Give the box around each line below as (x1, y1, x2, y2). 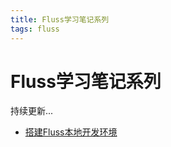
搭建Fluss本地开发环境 (24, 126, 118, 138)
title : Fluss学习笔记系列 (10, 14, 110, 25)
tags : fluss (10, 24, 60, 34)
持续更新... (10, 105, 54, 117)
